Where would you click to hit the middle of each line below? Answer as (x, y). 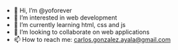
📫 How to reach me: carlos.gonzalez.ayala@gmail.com (92, 40)
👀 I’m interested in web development (65, 18)
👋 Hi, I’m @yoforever (43, 10)
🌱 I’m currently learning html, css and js (69, 25)
